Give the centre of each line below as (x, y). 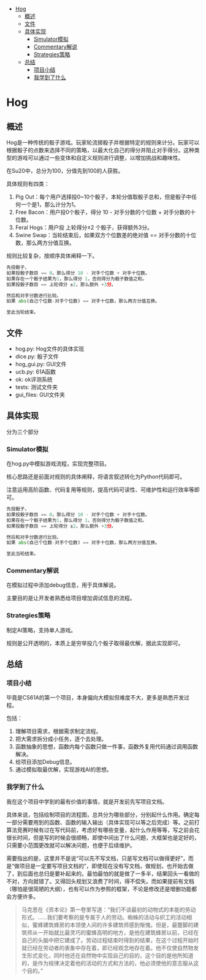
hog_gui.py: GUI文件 (41, 364)
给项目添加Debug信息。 (45, 762)
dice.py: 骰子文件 (37, 356)
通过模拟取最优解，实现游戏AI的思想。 (63, 770)
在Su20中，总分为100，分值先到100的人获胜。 (65, 171)
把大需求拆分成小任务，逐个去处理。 (61, 739)
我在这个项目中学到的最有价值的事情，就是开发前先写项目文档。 (87, 801)
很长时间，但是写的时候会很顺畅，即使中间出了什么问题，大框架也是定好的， (103, 837)
